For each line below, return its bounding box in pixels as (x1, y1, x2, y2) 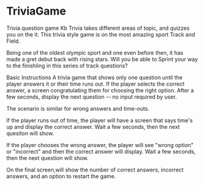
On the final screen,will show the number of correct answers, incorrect (6, 166, 184, 173)
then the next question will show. (6, 154, 89, 162)
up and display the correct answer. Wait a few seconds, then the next (6, 123, 180, 130)
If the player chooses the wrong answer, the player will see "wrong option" (6, 141, 194, 148)
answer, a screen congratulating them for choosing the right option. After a (6, 86, 194, 94)
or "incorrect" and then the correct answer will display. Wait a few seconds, (6, 148, 196, 155)
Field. (6, 37, 20, 44)
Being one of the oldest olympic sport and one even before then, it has (6, 49, 184, 56)
